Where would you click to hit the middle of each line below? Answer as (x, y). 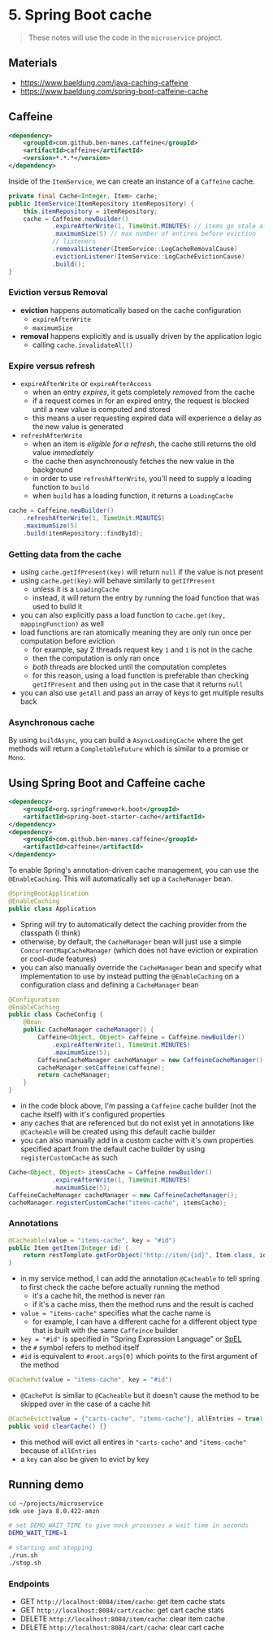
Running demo (46, 1485)
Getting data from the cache (65, 554)
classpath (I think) (50, 933)
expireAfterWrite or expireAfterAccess (86, 384)
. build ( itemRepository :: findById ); (83, 533)
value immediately (63, 453)
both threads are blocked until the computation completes (129, 666)
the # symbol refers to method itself (80, 1347)
